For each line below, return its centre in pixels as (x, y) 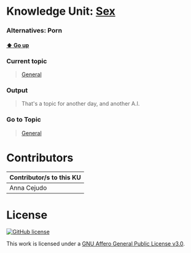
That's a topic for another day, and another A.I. (80, 104)
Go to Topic (24, 120)
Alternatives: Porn (34, 31)
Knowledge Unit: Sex (61, 11)
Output (17, 90)
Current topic (27, 61)
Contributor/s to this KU (45, 177)
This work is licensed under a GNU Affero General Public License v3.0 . (96, 244)
